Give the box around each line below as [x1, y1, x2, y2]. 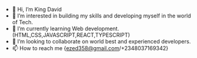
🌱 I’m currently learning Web [12, 25, 84, 32]
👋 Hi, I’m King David [12, 6, 62, 13]
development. [85, 25, 120, 32]
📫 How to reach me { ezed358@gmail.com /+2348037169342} [12, 45, 169, 51]
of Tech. [12, 19, 33, 25]
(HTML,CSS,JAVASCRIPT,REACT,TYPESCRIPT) [12, 31, 131, 39]
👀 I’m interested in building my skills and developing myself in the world [12, 12, 192, 19]
